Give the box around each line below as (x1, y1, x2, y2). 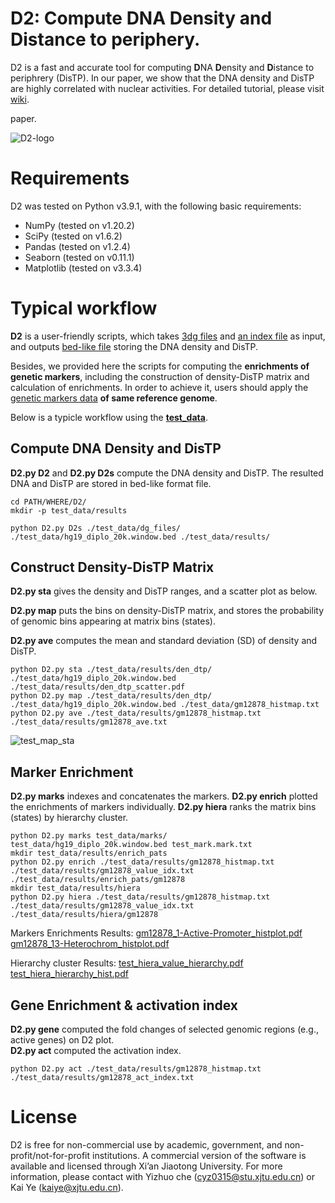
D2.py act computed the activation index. (10, 1045, 182, 1057)
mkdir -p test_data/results (10, 505, 128, 516)
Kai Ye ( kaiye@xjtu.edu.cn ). (10, 1182, 124, 1193)
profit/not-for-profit (10, 1150, 91, 1161)
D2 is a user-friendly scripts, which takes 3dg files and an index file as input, (10, 330, 326, 342)
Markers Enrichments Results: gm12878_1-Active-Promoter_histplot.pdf (10, 927, 303, 939)
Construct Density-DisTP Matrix (10, 559, 215, 576)
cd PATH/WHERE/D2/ (10, 497, 87, 507)
